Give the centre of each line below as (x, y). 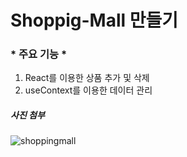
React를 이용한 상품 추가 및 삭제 (87, 78)
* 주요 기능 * (39, 54)
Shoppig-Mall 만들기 (94, 20)
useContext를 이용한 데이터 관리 (88, 90)
